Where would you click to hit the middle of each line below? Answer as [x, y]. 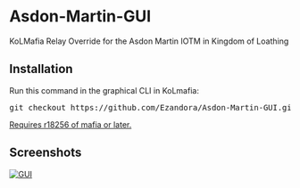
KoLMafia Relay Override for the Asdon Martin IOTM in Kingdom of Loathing [149, 41]
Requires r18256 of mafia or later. [71, 124]
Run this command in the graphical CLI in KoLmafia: [104, 90]
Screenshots [46, 153]
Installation [41, 69]
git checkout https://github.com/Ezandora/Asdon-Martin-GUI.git [153, 107]
